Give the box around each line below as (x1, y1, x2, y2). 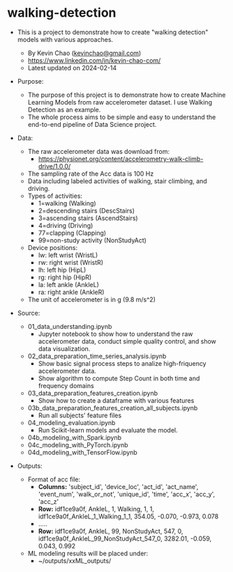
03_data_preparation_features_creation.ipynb (27, 389, 158, 397)
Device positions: (27, 243, 78, 252)
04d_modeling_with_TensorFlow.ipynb (27, 448, 137, 456)
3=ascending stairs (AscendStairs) (38, 214, 138, 222)
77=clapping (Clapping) (38, 229, 107, 237)
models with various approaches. (17, 35, 114, 43)
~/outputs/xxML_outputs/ (38, 556, 112, 565)
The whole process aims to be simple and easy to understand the (27, 113, 216, 121)
